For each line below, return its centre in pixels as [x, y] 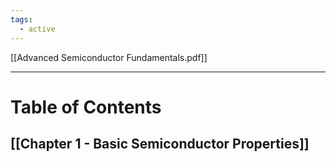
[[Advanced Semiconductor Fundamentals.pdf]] [109, 57]
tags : [21, 19]
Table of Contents [86, 107]
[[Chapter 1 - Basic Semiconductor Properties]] [160, 144]
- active [37, 29]
